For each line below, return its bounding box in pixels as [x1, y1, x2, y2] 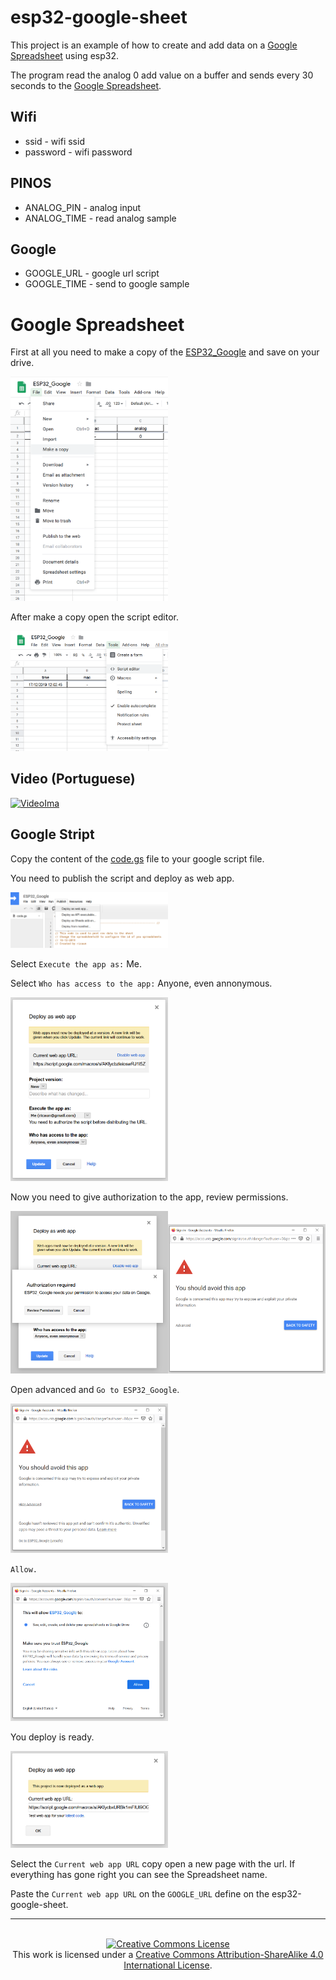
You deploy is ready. [10, 1731, 95, 1743]
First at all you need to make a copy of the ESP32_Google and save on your [10, 346, 320, 358]
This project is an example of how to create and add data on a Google [10, 39, 298, 51]
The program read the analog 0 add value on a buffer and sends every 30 [10, 69, 314, 81]
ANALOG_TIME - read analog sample [24, 212, 177, 224]
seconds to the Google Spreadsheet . [10, 79, 162, 91]
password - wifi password [24, 146, 133, 158]
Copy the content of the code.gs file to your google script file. [10, 852, 265, 865]
